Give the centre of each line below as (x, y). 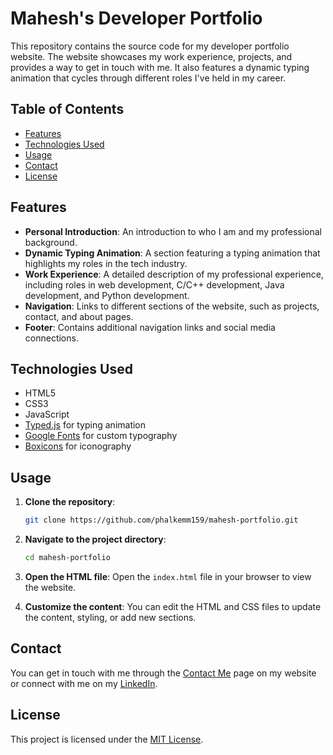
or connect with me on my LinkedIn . (84, 683)
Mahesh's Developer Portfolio (136, 18)
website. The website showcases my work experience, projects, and (151, 56)
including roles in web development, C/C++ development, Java (154, 284)
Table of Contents (67, 109)
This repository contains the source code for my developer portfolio (150, 46)
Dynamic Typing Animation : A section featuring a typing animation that (172, 253)
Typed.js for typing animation (85, 425)
